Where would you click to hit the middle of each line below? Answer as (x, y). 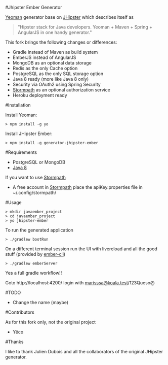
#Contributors (20, 312)
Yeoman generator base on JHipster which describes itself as (70, 17)
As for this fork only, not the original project (51, 322)
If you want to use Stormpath (35, 177)
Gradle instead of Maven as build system (55, 52)
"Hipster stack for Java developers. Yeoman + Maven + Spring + (85, 27)
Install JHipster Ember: (29, 134)
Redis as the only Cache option (45, 68)
